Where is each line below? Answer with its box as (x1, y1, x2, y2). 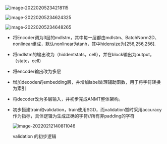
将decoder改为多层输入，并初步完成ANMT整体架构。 (12, 96, 123, 102)
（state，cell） (12, 58, 44, 64)
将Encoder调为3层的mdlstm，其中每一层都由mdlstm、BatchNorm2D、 (12, 35, 159, 40)
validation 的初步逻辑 (12, 133, 57, 139)
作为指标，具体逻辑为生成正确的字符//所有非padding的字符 (12, 113, 135, 119)
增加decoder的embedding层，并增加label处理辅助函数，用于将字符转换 (12, 79, 161, 85)
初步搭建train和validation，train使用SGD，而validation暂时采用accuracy (12, 107, 162, 112)
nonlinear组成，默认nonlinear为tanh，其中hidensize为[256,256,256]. (12, 41, 156, 47)
